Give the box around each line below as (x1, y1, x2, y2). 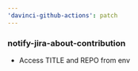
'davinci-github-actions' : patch (7, 11, 118, 20)
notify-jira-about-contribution (7, 37, 126, 48)
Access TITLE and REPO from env (18, 55, 130, 65)
